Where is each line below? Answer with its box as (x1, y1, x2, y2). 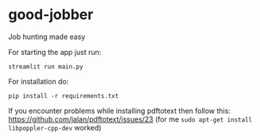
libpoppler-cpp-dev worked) (8, 122, 102, 132)
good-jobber (8, 6, 94, 24)
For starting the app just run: (8, 47, 102, 56)
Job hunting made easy (8, 32, 86, 41)
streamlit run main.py (8, 62, 83, 71)
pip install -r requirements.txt (8, 91, 119, 100)
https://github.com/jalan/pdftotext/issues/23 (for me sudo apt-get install (8, 114, 253, 124)
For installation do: (8, 76, 69, 86)
